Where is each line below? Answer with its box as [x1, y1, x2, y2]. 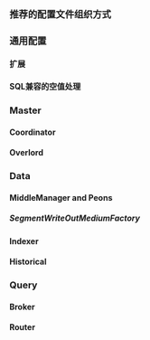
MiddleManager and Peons [9, 192, 113, 203]
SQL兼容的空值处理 [9, 81, 81, 92]
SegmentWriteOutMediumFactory [9, 212, 140, 223]
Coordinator [9, 127, 56, 137]
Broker [9, 301, 36, 312]
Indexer [9, 235, 39, 246]
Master [9, 104, 42, 117]
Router [9, 322, 36, 333]
